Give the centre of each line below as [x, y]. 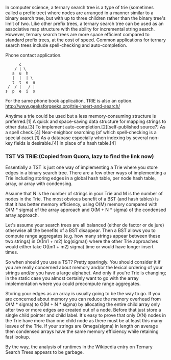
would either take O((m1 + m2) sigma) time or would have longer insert [80, 247]
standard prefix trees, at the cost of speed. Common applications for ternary [86, 40]
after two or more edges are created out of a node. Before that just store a [83, 310]
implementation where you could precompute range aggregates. [73, 284]
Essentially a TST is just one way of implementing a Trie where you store [82, 167]
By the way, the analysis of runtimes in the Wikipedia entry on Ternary [79, 347]
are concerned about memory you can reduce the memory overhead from [83, 299]
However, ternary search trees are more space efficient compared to [77, 34]
